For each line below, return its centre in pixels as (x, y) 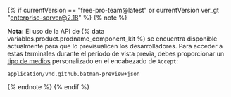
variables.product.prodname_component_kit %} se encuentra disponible (112, 39)
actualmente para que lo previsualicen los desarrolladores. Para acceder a (115, 46)
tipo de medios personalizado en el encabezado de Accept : (93, 61)
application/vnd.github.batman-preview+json (74, 74)
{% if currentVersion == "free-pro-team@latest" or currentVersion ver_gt (113, 10)
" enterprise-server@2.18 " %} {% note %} (68, 18)
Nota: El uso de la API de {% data (56, 31)
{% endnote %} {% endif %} (49, 87)
